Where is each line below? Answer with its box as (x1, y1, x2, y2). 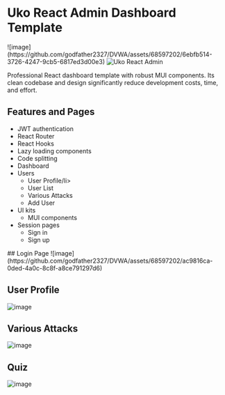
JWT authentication (17, 124, 74, 133)
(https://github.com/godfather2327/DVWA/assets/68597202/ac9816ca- (7, 256, 213, 265)
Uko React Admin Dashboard (7, 5, 176, 21)
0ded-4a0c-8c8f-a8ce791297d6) (7, 263, 103, 272)
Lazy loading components (17, 146, 92, 155)
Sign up (27, 235, 50, 244)
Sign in (27, 228, 48, 236)
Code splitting (17, 154, 58, 162)
